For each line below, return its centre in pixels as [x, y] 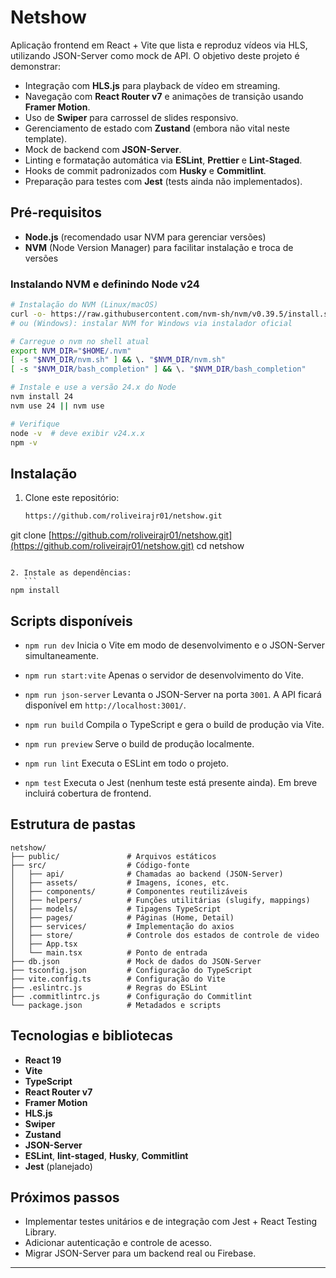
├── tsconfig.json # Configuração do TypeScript [131, 970]
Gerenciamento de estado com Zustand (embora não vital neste [157, 128]
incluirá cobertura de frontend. [88, 793]
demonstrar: [36, 66]
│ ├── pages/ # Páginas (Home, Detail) [122, 917]
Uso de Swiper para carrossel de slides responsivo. [131, 117]
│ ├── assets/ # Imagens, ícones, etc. [120, 882]
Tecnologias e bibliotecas [92, 1036]
